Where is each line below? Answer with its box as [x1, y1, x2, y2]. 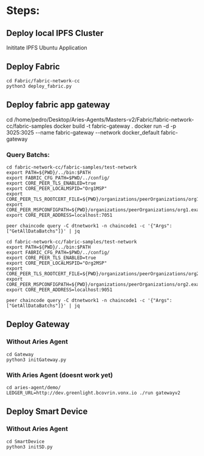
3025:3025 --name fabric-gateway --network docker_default [6, 128, 160, 136]
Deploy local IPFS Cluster [6, 28, 104, 38]
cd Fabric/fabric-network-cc [6, 77, 80, 84]
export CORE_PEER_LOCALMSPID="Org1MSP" [6, 185, 107, 192]
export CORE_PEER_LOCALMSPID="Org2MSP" [6, 260, 107, 266]
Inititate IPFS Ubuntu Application [6, 44, 87, 51]
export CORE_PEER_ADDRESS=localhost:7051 [6, 212, 113, 218]
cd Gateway [6, 351, 34, 357]
